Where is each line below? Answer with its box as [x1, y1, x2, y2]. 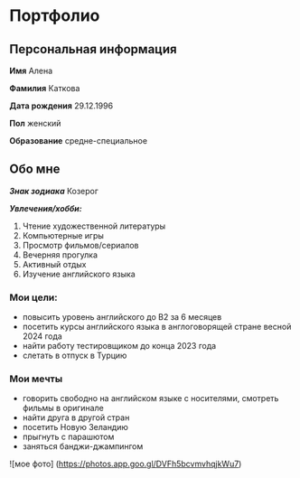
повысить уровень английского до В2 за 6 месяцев [22, 312, 222, 323]
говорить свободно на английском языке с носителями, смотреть [22, 393, 279, 404]
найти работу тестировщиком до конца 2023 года [22, 341, 217, 351]
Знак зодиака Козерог [9, 185, 99, 196]
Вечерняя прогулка [22, 249, 98, 260]
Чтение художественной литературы [22, 220, 166, 231]
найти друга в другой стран [22, 412, 130, 423]
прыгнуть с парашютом [22, 431, 115, 443]
